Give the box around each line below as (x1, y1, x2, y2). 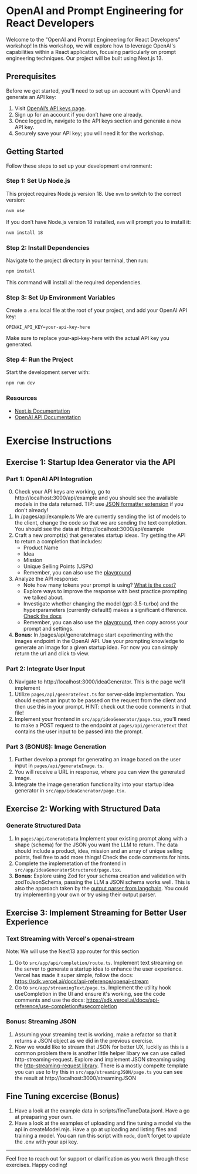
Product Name (23, 544, 59, 552)
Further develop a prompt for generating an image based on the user (14, 756, 181, 763)
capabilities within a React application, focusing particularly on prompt (6, 48, 176, 55)
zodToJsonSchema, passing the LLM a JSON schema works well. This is (14, 878, 191, 886)
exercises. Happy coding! (6, 1161, 67, 1168)
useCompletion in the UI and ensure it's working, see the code (14, 991, 165, 998)
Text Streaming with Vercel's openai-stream (6, 935, 135, 943)
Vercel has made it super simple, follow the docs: (14, 972, 134, 979)
